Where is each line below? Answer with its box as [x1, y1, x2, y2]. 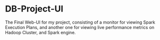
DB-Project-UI [5, 3, 64, 14]
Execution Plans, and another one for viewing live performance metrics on [5, 24, 155, 30]
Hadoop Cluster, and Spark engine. [5, 29, 76, 35]
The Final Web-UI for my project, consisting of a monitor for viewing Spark [5, 19, 156, 25]
